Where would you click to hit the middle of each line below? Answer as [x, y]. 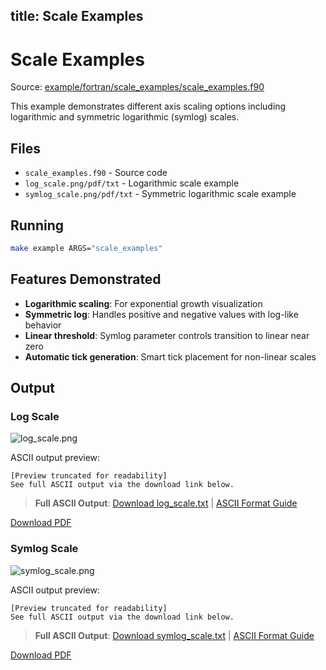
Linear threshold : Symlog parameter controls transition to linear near [167, 335]
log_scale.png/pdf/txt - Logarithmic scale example [132, 183]
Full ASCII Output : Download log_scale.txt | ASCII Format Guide [166, 503]
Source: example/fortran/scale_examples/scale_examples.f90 [137, 87]
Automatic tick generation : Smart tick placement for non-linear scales [170, 356]
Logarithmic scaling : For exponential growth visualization [143, 303]
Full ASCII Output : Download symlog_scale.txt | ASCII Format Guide [174, 635]
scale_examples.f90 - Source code [96, 173]
